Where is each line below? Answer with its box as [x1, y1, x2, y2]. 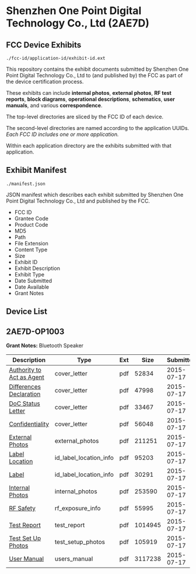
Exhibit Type [14, 271, 45, 278]
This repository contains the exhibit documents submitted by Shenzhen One [6, 66, 189, 73]
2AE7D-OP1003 [6, 326, 65, 336]
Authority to [9, 366, 42, 374]
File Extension [14, 240, 48, 247]
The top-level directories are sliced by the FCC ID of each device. [6, 113, 164, 120]
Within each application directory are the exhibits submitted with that [6, 142, 172, 149]
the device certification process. [6, 78, 84, 85]
